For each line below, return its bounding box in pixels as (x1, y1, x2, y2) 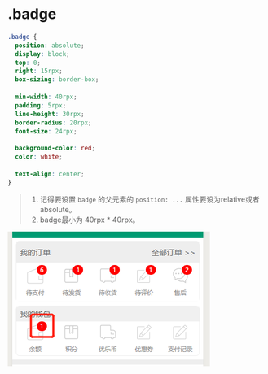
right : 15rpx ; (15, 67, 63, 76)
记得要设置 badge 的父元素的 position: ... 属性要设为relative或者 (39, 194, 260, 204)
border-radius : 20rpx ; (15, 119, 92, 127)
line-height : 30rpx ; (15, 110, 85, 118)
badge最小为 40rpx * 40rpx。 (39, 215, 140, 224)
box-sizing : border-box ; (15, 76, 99, 84)
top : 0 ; (15, 59, 42, 67)
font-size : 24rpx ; (15, 127, 78, 135)
